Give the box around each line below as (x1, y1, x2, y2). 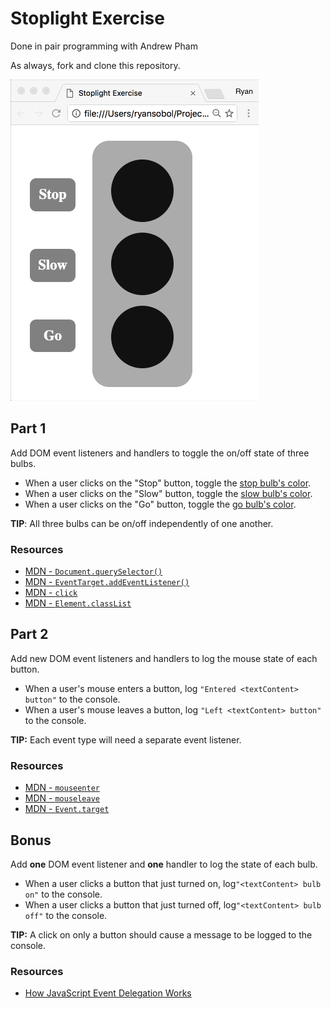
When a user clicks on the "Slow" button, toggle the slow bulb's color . (24, 487, 313, 499)
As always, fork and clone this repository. (10, 59, 181, 71)
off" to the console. (24, 909, 108, 921)
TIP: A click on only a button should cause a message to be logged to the (10, 928, 313, 941)
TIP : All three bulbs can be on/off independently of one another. (10, 517, 274, 529)
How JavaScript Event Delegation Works (24, 987, 192, 999)
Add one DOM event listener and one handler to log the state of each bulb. (10, 858, 318, 870)
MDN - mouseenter (24, 782, 101, 794)
